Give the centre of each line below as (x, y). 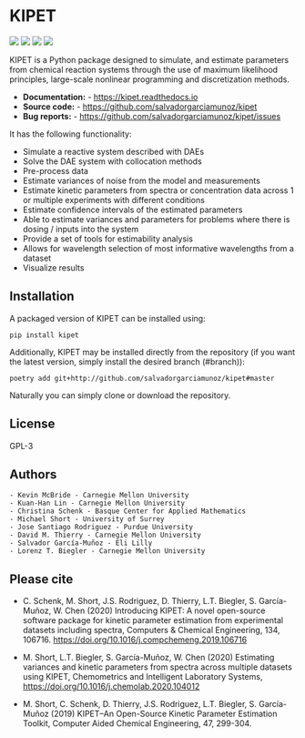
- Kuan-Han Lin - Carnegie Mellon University (97, 503)
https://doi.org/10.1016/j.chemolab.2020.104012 (111, 687)
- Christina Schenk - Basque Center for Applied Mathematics (128, 511)
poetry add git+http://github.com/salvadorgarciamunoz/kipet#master (142, 378)
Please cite (41, 579)
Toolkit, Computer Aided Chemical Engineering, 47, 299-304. (137, 723)
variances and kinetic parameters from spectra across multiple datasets (158, 667)
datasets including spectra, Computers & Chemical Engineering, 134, (151, 630)
